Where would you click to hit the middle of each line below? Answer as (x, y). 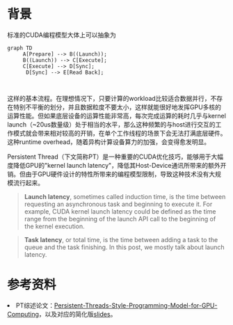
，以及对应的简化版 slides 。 (78, 314)
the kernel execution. (54, 226)
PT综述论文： (35, 305)
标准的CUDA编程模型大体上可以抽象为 (62, 35)
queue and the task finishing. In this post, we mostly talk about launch (124, 247)
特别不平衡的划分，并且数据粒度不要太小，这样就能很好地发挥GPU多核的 (117, 107)
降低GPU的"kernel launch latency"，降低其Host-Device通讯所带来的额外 (116, 165)
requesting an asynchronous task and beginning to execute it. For (118, 204)
